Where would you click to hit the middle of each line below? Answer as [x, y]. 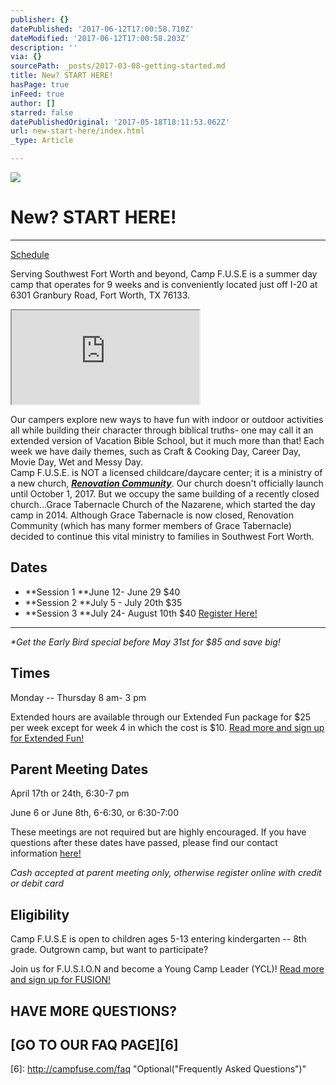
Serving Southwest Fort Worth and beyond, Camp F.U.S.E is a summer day [164, 273]
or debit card [37, 883]
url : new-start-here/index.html [77, 131]
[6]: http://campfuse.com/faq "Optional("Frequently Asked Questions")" [158, 1069]
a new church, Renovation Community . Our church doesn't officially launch [167, 483]
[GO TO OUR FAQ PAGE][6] [94, 1044]
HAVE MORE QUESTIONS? [94, 1011]
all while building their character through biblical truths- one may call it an [162, 430]
